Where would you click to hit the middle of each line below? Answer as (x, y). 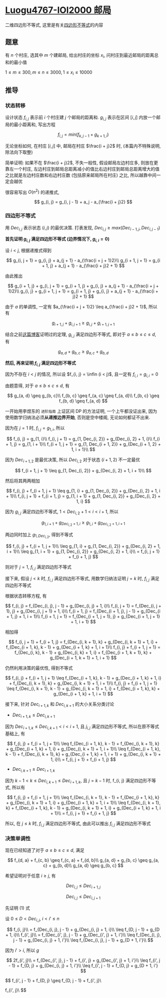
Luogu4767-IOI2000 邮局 (58, 10)
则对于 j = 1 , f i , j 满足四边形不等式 (38, 567)
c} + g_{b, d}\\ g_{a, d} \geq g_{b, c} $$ (83, 866)
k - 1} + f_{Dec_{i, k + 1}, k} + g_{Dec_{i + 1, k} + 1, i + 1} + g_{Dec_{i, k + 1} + (83, 754)
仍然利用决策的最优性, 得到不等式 (39, 668)
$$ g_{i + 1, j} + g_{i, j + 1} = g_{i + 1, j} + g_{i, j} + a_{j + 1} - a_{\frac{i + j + (83, 286)
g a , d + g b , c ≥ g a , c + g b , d (83, 352)
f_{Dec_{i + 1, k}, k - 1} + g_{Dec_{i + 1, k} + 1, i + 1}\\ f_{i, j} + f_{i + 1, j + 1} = (83, 647)
